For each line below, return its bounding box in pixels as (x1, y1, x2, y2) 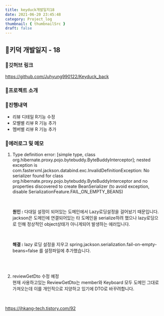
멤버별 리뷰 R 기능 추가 (12, 126, 57, 132)
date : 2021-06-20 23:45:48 (5, 12, 61, 17)
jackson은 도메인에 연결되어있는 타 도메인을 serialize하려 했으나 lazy (12, 215, 147, 221)
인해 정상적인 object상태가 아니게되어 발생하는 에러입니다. (17, 221, 130, 227)
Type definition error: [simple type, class (12, 152, 96, 158)
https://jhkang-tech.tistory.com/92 (5, 306, 76, 312)
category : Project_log (5, 16, 52, 21)
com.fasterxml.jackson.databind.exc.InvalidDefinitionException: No (12, 168, 150, 174)
